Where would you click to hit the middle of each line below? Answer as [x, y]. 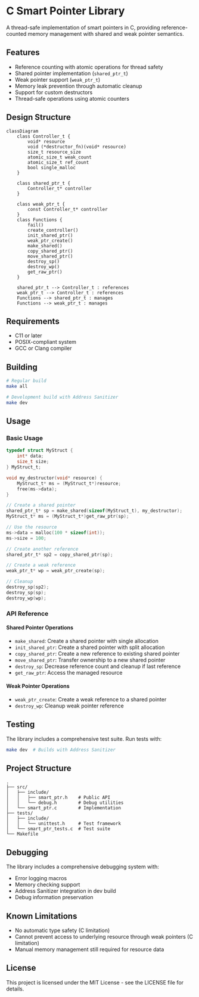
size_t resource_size [55, 152]
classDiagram [22, 131]
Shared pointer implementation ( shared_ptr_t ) [71, 73]
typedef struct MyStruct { [40, 451]
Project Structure [39, 768]
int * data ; [30, 456]
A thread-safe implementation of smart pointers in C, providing [83, 27]
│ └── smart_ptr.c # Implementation [63, 808]
